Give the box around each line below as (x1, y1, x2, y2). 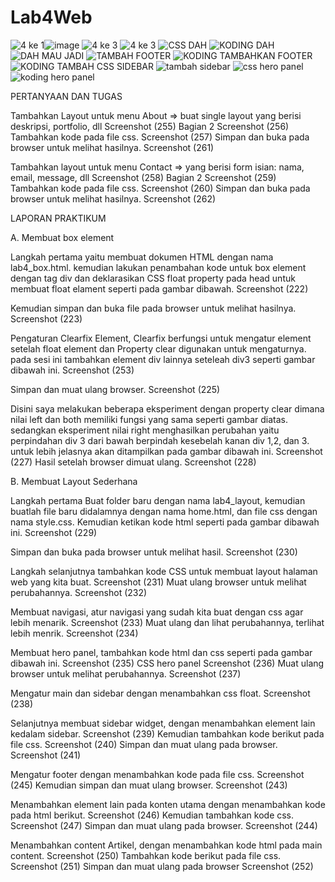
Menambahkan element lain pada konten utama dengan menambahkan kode (10, 798, 326, 810)
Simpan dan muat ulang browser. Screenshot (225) (10, 383, 221, 395)
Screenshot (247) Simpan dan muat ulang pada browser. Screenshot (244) (10, 819, 318, 831)
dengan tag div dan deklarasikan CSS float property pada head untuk (10, 272, 296, 284)
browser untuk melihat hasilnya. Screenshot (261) (10, 141, 215, 153)
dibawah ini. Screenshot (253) (10, 364, 135, 376)
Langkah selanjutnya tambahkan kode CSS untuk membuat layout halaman (10, 565, 318, 577)
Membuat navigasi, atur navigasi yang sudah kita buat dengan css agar (10, 606, 304, 618)
